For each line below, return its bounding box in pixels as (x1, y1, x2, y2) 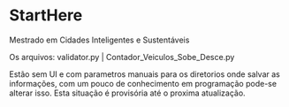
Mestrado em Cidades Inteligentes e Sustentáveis (9, 34, 190, 45)
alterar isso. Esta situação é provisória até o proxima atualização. (9, 88, 246, 98)
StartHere (9, 5, 83, 26)
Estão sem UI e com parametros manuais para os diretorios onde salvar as (9, 68, 280, 80)
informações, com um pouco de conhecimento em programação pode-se (9, 78, 277, 88)
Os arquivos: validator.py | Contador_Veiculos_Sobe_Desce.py (9, 51, 235, 62)
